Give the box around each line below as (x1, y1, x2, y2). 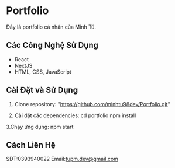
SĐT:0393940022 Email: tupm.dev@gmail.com (6, 156, 119, 163)
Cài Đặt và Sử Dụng (6, 85, 78, 95)
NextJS (14, 62, 33, 69)
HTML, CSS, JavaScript (14, 68, 72, 75)
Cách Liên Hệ (6, 140, 56, 150)
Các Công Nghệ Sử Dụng (6, 40, 98, 50)
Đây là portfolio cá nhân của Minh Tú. (6, 23, 97, 30)
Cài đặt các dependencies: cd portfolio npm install (14, 112, 136, 119)
